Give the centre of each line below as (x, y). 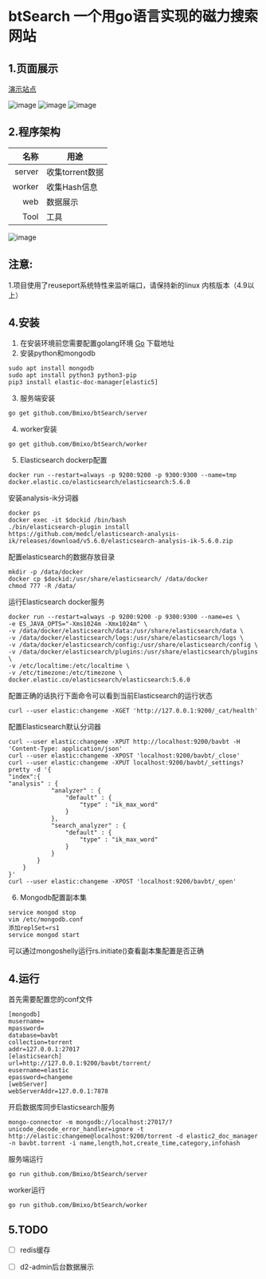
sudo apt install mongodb (51, 368)
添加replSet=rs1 (34, 928)
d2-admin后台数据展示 (57, 1267)
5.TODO (28, 1230)
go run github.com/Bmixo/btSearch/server (78, 1174)
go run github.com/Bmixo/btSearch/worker (78, 1206)
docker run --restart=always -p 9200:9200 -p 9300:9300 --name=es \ (124, 617)
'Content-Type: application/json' (66, 749)
